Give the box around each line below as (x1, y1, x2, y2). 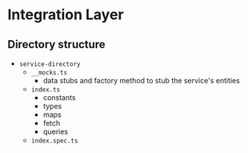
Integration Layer (7, 6, 125, 24)
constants (42, 93, 77, 102)
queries (42, 127, 69, 136)
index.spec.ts (30, 137, 78, 145)
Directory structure (7, 38, 106, 51)
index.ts (30, 86, 61, 94)
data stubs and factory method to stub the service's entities (42, 76, 241, 85)
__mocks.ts (30, 69, 68, 77)
